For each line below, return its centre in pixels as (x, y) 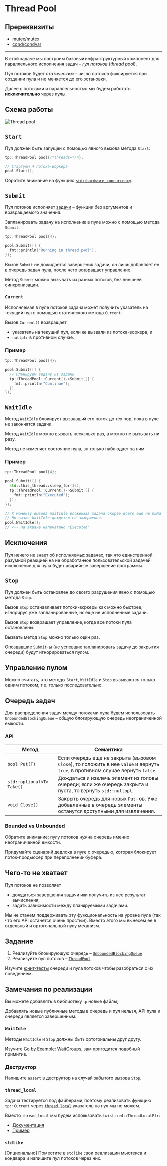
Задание (19, 942)
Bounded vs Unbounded (35, 826)
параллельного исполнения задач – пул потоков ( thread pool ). (71, 64)
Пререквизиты (30, 27)
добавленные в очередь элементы (100, 805)
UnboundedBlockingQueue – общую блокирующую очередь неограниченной (83, 718)
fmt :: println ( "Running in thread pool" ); (53, 250)
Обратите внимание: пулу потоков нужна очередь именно (67, 837)
